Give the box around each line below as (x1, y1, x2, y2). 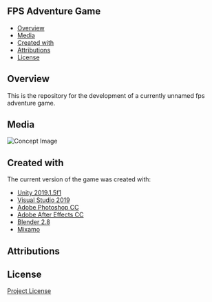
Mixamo (17, 225, 40, 234)
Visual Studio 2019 (17, 196, 70, 204)
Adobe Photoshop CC (17, 203, 79, 212)
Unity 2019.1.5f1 (17, 189, 62, 197)
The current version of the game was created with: (7, 175, 151, 183)
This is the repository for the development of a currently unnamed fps (7, 91, 205, 99)
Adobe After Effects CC (17, 210, 84, 219)
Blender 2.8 (17, 218, 50, 226)
